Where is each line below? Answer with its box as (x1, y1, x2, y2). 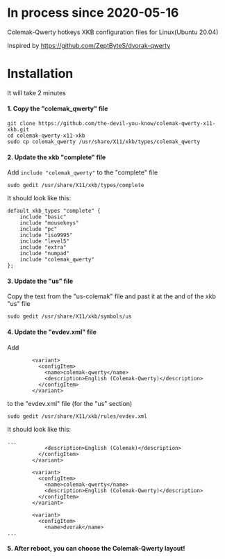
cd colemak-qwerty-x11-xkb (7, 132, 85, 140)
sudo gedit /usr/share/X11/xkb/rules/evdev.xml (7, 412, 148, 420)
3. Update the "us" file (7, 277, 74, 285)
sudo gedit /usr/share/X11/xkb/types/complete (7, 182, 144, 189)
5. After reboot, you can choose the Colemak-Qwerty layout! (7, 544, 185, 553)
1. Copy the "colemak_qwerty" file (7, 104, 108, 113)
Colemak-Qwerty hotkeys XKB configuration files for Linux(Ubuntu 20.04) (7, 28, 219, 36)
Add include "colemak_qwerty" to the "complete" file (7, 168, 158, 177)
